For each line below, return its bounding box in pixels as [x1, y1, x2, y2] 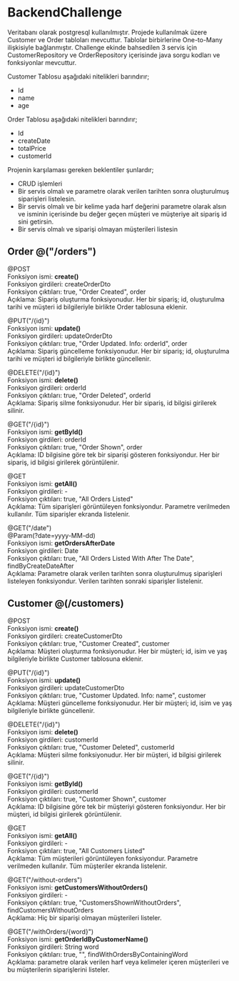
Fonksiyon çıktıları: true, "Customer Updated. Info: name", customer [7, 691, 206, 699]
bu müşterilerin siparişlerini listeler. [7, 965, 110, 974]
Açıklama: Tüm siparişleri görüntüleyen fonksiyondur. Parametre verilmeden [7, 502, 230, 511]
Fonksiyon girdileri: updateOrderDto [7, 332, 113, 340]
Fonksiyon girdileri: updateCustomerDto [7, 683, 125, 692]
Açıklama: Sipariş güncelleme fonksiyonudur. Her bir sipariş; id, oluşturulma [7, 347, 230, 355]
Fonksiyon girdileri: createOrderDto [7, 279, 111, 288]
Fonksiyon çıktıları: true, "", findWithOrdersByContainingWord [7, 950, 188, 958]
